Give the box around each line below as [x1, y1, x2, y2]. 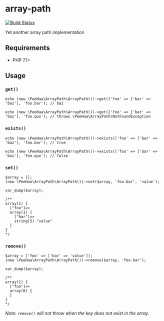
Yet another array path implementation [5, 29, 84, 35]
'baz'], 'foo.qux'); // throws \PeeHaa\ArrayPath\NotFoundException [5, 114, 151, 119]
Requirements [5, 43, 50, 52]
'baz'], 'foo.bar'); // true [5, 140, 66, 145]
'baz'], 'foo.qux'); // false [5, 153, 68, 158]
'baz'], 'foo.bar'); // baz [5, 101, 64, 106]
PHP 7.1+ [12, 57, 30, 63]
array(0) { [9, 288, 32, 293]
